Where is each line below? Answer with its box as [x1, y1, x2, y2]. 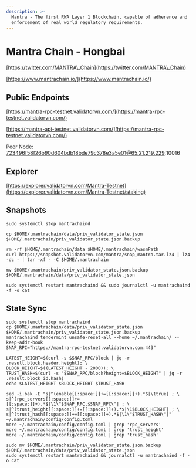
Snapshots [6, 205, 47, 215]
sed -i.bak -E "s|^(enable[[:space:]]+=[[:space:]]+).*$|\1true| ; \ [6, 391, 180, 396]
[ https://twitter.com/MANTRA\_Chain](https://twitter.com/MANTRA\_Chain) [6, 64, 187, 71]
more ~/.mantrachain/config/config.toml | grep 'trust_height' [6, 426, 164, 433]
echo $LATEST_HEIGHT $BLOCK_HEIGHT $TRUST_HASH [6, 381, 125, 386]
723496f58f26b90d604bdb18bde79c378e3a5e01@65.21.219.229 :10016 [6, 150, 180, 157]
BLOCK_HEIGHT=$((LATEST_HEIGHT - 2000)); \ [6, 365, 114, 371]
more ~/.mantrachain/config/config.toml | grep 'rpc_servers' [6, 422, 161, 428]
